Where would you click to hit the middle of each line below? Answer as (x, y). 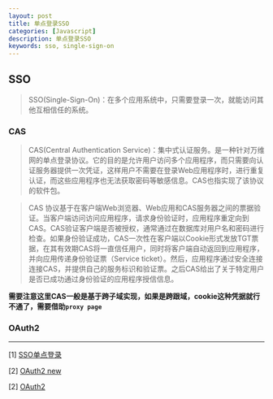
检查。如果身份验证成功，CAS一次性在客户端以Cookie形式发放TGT (140, 239)
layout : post (30, 16)
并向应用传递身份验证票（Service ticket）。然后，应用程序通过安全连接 (145, 259)
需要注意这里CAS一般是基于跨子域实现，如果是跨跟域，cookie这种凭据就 (131, 297)
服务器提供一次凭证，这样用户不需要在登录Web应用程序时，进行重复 (150, 171)
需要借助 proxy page (69, 306)
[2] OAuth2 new (35, 371)
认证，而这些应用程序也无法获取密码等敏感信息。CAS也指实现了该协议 (146, 180)
